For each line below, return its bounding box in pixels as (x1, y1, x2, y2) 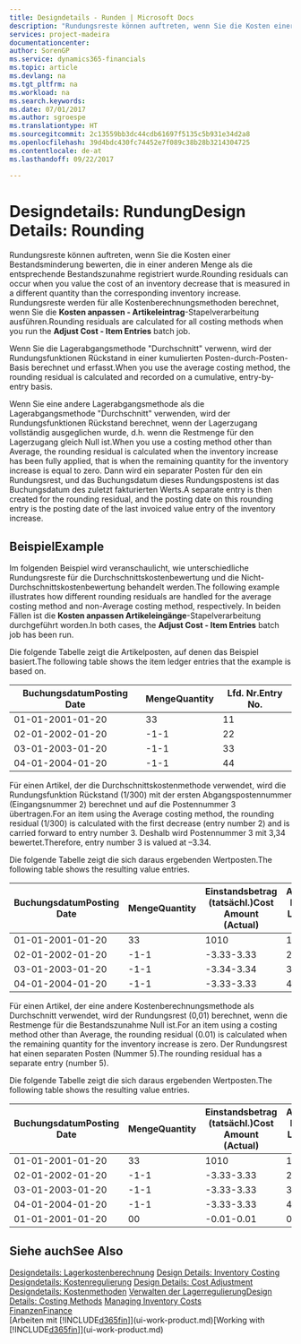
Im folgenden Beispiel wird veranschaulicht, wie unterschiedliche (9, 563, 249, 573)
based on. (9, 666, 47, 676)
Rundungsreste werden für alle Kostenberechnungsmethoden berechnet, (9, 297, 279, 308)
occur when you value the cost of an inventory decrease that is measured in (9, 279, 290, 289)
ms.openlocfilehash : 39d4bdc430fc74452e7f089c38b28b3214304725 (9, 138, 251, 147)
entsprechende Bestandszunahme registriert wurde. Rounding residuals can (9, 269, 288, 280)
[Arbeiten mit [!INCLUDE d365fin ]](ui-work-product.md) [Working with (9, 1314, 266, 1326)
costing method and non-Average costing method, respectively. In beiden (9, 601, 281, 612)
